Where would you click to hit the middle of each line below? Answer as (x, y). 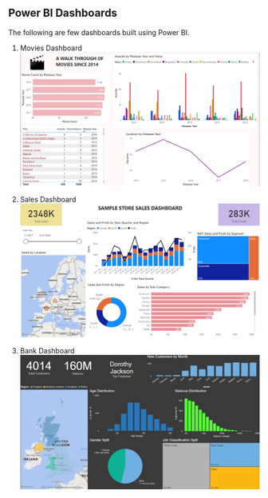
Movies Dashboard (51, 48)
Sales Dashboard (48, 199)
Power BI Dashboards (63, 13)
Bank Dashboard (47, 351)
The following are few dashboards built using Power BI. (99, 32)
